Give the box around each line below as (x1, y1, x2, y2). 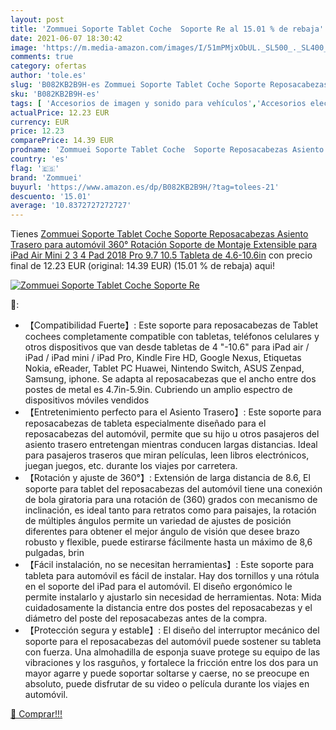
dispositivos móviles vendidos (24, 394, 150, 406)
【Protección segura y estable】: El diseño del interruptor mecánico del (24, 624, 320, 636)
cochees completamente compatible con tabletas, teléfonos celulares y (24, 331, 320, 343)
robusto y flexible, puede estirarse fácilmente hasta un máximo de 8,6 (24, 536, 313, 548)
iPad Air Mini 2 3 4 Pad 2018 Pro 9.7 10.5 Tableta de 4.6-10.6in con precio (10, 249, 313, 261)
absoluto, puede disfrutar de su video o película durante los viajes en (24, 678, 310, 690)
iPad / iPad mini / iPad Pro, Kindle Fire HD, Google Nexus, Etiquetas (24, 352, 302, 364)
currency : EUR (10, 117, 70, 127)
